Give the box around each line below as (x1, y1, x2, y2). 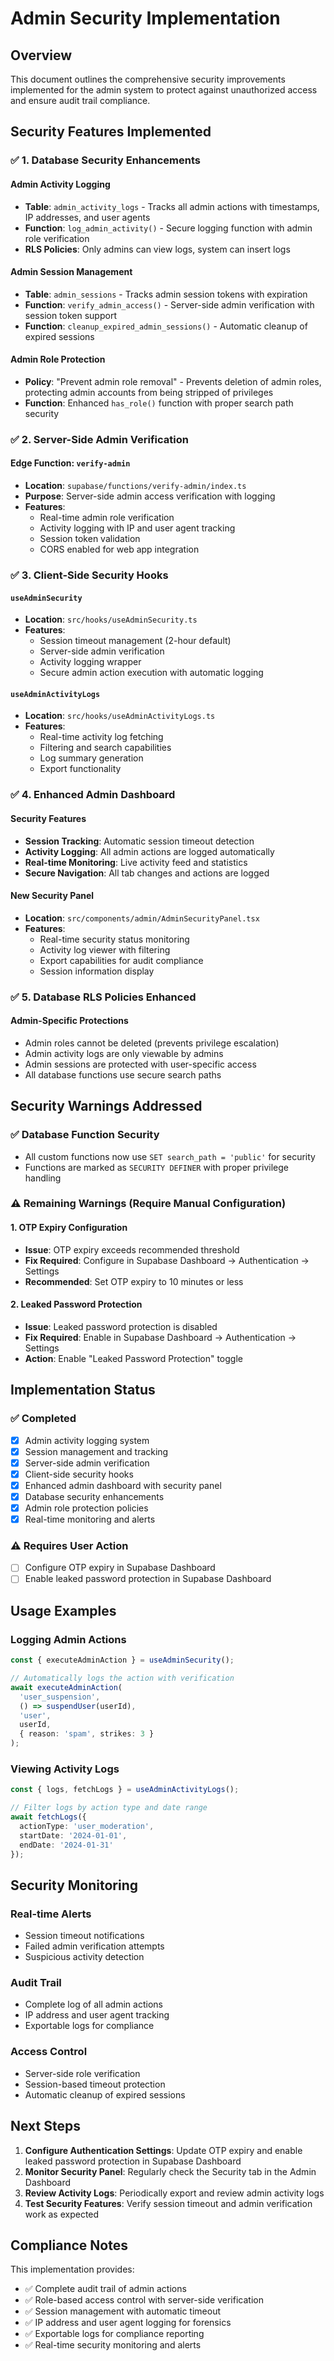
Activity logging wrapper (39, 656, 142, 668)
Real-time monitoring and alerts (24, 1513, 156, 1525)
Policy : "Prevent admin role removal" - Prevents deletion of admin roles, (24, 375, 322, 387)
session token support (24, 309, 117, 321)
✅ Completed (10, 1412, 77, 1426)
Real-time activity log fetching (39, 731, 164, 743)
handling (24, 1172, 62, 1184)
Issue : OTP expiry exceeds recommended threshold (24, 1243, 240, 1256)
